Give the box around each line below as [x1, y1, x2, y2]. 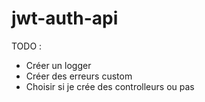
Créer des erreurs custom [25, 70, 133, 82]
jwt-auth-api [11, 7, 119, 30]
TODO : [11, 40, 43, 52]
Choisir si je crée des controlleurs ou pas [25, 80, 195, 92]
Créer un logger [25, 59, 92, 71]
